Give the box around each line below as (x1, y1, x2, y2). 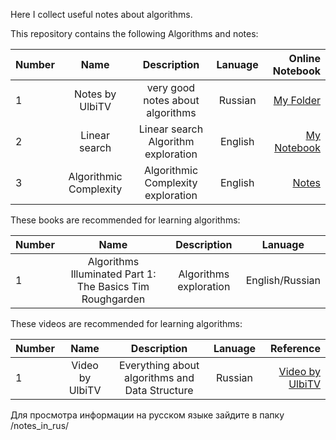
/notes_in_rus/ (10, 420, 70, 431)
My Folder (273, 94, 321, 107)
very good (146, 81, 196, 94)
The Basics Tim (76, 280, 150, 293)
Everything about (118, 359, 200, 372)
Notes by (74, 87, 117, 101)
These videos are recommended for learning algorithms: (10, 318, 243, 329)
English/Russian (245, 274, 321, 287)
